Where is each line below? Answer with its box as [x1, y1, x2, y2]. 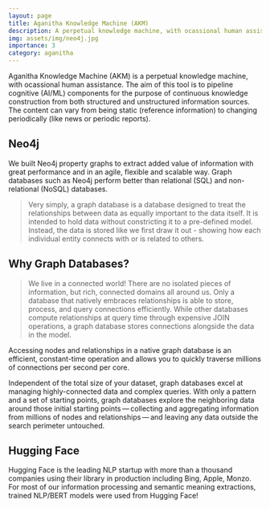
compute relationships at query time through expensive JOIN [27, 313, 231, 322]
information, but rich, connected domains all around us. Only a [27, 287, 235, 297]
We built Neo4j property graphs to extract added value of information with [8, 158, 254, 168]
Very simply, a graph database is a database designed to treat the [27, 199, 247, 209]
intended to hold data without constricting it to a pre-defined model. [27, 216, 253, 226]
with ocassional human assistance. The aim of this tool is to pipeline [8, 80, 234, 89]
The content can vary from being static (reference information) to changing [8, 105, 258, 115]
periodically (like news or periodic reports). [8, 114, 151, 123]
